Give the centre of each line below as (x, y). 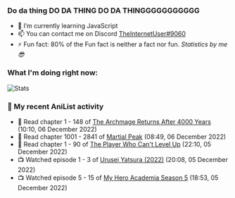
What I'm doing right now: (53, 73)
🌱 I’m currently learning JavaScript (68, 26)
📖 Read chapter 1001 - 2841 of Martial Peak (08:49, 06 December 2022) (122, 137)
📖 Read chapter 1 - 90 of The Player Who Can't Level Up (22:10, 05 (114, 144)
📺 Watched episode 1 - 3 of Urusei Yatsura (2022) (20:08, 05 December (123, 159)
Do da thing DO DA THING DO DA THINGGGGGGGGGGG (104, 11)
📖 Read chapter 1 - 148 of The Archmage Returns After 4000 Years (114, 121)
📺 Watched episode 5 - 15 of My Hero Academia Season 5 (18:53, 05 (118, 178)
